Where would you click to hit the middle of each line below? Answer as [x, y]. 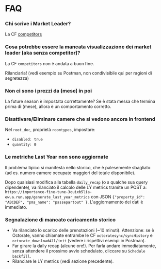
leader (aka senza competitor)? [43, 53]
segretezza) [17, 78]
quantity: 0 [24, 145]
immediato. [16, 207]
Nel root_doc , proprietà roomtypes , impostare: [50, 130]
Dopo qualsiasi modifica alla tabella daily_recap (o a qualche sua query [76, 182]
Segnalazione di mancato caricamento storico [60, 219]
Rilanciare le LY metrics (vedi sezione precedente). [63, 261]
